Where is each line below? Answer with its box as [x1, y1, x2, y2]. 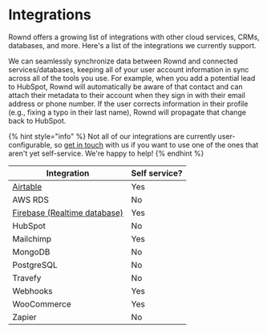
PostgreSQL [12, 259, 58, 270]
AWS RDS [12, 194, 50, 205]
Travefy [12, 272, 42, 283]
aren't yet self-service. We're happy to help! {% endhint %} [8, 148, 204, 158]
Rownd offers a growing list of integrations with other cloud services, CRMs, [8, 32, 261, 42]
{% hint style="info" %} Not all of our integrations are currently [8, 131, 216, 141]
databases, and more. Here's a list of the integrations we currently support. [8, 40, 257, 50]
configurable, [8, 140, 53, 149]
